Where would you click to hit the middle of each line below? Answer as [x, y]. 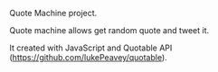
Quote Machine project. [53, 13]
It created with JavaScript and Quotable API [91, 48]
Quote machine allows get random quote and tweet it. [109, 30]
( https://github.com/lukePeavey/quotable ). [88, 57]
